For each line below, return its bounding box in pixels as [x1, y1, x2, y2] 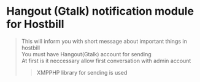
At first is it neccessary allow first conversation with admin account [21, 57, 191, 64]
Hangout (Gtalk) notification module [6, 4, 194, 18]
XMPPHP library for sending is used [36, 69, 128, 76]
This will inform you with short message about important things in [21, 37, 187, 45]
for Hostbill [6, 17, 64, 31]
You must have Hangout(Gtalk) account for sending [21, 50, 152, 58]
